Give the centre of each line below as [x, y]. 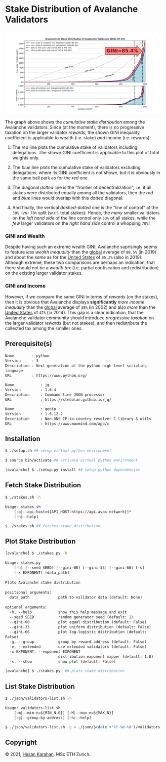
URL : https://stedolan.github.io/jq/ [58, 400]
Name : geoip [31, 409]
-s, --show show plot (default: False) [63, 662]
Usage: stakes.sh [23, 507]
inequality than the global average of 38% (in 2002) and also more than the [80, 307]
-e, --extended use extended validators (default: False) [78, 647]
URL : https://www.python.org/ [46, 376]
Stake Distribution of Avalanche [72, 9]
